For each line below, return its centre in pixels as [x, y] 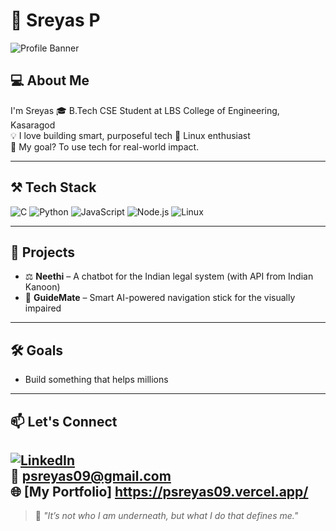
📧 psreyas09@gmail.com [91, 475]
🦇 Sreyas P [55, 20]
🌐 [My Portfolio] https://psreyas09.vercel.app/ [159, 491]
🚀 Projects [43, 252]
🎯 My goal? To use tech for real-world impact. [105, 146]
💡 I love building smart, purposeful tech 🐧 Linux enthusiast [130, 135]
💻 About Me [50, 80]
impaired [43, 308]
